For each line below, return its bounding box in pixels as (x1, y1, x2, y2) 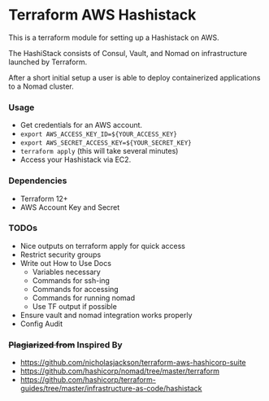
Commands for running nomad (32, 293, 136, 303)
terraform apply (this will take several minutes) (20, 146, 179, 156)
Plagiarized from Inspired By (8, 339, 124, 351)
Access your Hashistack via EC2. (20, 155, 132, 164)
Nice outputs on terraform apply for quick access (20, 241, 185, 251)
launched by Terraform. (8, 57, 88, 67)
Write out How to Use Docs (20, 258, 112, 268)
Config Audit (20, 319, 63, 329)
